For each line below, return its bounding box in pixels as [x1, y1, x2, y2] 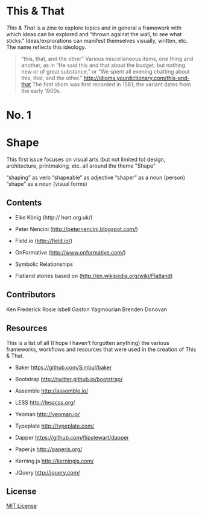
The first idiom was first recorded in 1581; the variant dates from [32, 80, 191, 88]
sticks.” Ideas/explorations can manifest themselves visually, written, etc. [6, 37, 188, 44]
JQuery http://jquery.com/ [14, 469, 80, 476]
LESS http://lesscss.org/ [14, 399, 75, 406]
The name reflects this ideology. [6, 43, 86, 51]
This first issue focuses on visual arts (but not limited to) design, [6, 156, 166, 163]
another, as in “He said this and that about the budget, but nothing [21, 62, 186, 69]
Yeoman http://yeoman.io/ [14, 410, 80, 417]
